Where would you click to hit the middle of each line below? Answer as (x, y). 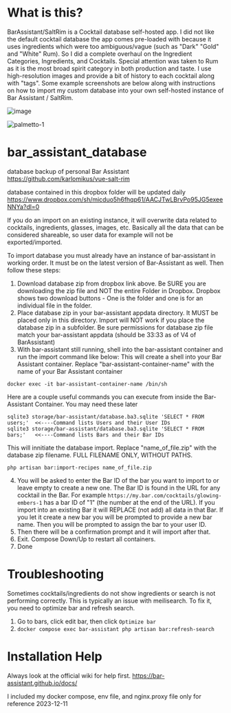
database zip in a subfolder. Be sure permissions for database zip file (115, 327)
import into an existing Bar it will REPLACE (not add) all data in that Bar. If (120, 510)
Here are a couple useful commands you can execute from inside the (105, 396)
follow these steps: (34, 270)
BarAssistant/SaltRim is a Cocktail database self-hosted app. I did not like (111, 32)
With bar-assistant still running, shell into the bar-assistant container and (120, 349)
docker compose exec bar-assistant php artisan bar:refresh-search (115, 629)
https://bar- (148, 675)
